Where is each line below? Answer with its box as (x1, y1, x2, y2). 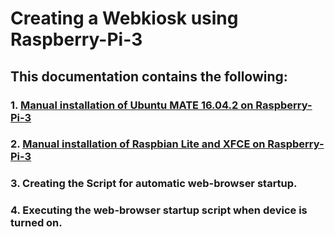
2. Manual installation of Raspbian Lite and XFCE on (10, 137, 266, 151)
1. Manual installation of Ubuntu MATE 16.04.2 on (10, 98, 254, 112)
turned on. (10, 216, 63, 230)
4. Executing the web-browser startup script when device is (10, 203, 308, 217)
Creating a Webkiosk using (10, 7, 239, 30)
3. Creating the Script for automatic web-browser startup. (10, 177, 298, 191)
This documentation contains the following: (10, 68, 288, 85)
